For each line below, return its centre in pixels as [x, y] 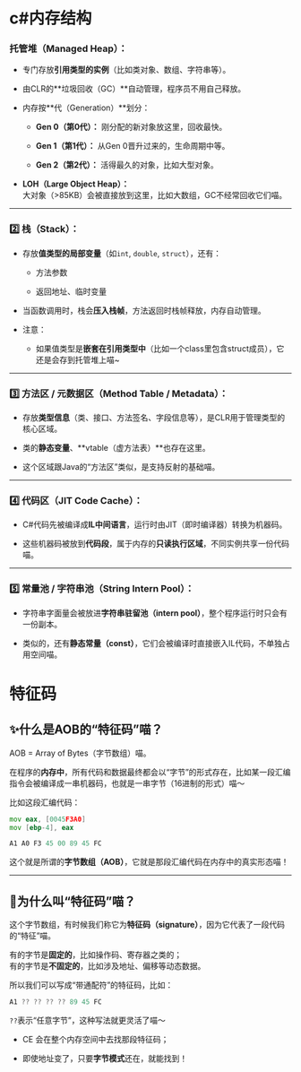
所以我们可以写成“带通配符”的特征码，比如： [91, 985]
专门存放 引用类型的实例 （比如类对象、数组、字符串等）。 [126, 70]
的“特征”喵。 [33, 936]
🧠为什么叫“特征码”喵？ [73, 901]
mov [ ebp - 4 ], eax [42, 827]
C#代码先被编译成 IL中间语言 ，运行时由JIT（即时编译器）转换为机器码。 [155, 524]
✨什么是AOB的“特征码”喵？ [86, 730]
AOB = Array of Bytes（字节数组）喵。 [80, 753]
